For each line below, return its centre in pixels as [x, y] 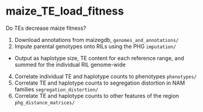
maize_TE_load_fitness [65, 11]
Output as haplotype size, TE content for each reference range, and [99, 58]
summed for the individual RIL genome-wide [70, 65]
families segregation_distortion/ [56, 89]
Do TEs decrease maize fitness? [46, 28]
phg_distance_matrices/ [45, 103]
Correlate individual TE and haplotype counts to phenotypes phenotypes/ [105, 76]
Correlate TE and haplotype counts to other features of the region [97, 96]
